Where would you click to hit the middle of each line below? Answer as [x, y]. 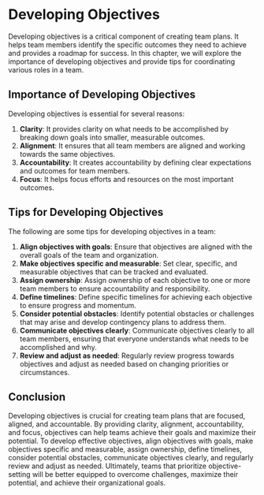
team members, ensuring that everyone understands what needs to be [134, 339]
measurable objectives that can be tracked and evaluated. [114, 272]
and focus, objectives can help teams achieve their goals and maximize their [132, 433]
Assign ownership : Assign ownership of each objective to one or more [135, 280]
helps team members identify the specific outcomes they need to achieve [127, 44]
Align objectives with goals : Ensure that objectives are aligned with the [136, 247]
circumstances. [45, 372]
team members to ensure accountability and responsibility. [115, 288]
